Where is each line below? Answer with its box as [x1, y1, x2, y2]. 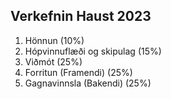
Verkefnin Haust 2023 [10, 8, 152, 25]
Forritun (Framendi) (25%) [24, 66, 133, 78]
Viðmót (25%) [24, 55, 83, 68]
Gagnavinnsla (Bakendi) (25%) [24, 77, 152, 89]
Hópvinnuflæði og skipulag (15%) [24, 45, 162, 57]
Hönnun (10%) [24, 34, 85, 46]
